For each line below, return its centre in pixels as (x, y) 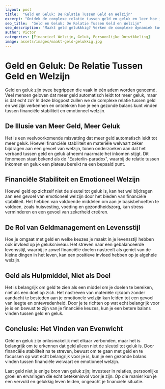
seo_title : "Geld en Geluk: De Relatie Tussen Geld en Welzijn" (73, 23)
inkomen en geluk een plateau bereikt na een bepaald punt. (65, 164)
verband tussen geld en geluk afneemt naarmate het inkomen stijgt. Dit (77, 154)
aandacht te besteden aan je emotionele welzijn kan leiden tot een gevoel (79, 298)
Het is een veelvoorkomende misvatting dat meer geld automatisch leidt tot (81, 138)
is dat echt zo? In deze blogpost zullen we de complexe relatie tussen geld (80, 100)
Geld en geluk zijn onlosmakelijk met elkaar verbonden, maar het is (73, 340)
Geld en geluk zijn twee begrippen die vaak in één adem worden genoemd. (81, 90)
